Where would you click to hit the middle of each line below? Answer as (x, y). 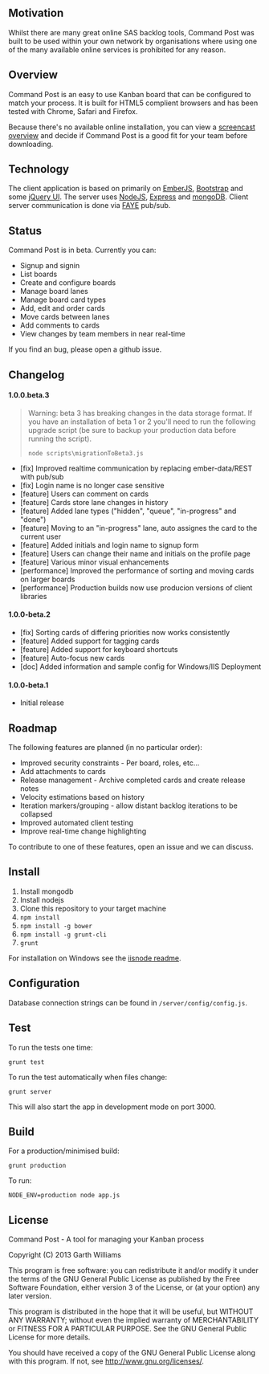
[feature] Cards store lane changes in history (94, 502)
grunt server (30, 1091)
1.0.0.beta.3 (29, 395)
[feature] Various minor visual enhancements (94, 562)
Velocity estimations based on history (82, 797)
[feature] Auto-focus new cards (72, 658)
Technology (39, 169)
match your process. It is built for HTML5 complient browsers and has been (133, 103)
